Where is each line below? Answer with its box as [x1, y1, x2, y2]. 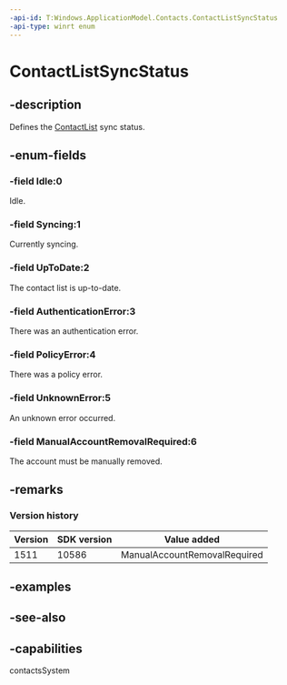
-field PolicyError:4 [9, 348, 96, 360]
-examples [9, 579, 72, 595]
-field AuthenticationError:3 [9, 305, 136, 317]
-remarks [9, 482, 64, 498]
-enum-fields [9, 147, 86, 163]
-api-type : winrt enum [9, 22, 95, 31]
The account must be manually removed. [9, 456, 163, 467]
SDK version [57, 533, 113, 546]
